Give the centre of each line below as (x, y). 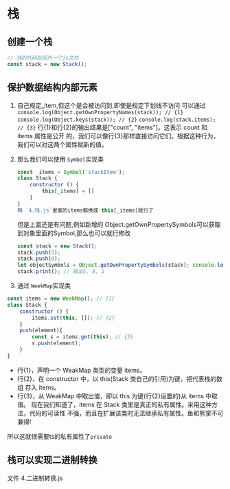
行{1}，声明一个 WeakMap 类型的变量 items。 (81, 370)
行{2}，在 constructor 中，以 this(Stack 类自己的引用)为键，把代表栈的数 (120, 378)
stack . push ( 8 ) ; (39, 259)
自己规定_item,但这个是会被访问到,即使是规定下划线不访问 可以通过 (111, 105)
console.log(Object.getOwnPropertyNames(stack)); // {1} (100, 112)
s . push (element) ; (56, 344)
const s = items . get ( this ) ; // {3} (83, 337)
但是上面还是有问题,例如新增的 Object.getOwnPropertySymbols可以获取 (119, 224)
